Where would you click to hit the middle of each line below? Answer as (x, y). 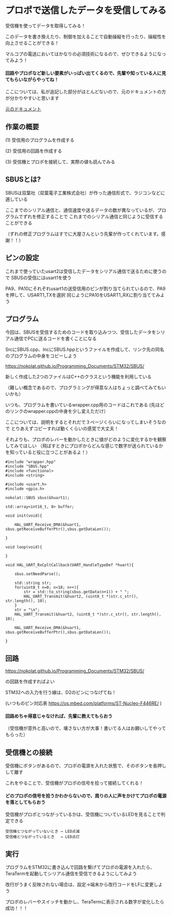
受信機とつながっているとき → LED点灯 (43, 837)
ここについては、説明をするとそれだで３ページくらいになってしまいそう (81, 422)
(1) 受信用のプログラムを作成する (40, 140)
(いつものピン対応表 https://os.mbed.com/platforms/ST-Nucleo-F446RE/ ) (84, 703)
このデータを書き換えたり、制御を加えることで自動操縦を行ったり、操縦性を (86, 36)
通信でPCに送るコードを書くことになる (56, 339)
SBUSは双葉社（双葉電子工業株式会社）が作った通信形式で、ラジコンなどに (85, 193)
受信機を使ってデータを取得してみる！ (46, 26)
